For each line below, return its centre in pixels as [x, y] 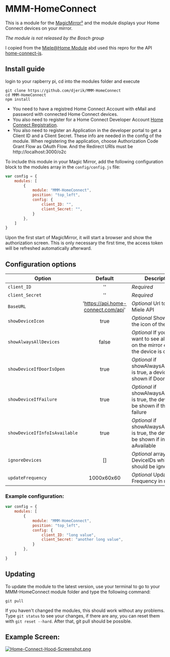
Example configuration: [35, 496]
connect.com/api [104, 310]
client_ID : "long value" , [69, 535]
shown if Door [148, 379]
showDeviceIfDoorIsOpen [36, 369]
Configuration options [41, 264]
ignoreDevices [25, 460]
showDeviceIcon [26, 321]
